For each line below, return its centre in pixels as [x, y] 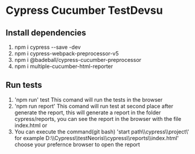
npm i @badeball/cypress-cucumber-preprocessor [78, 60]
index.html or [31, 125]
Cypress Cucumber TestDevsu [85, 11]
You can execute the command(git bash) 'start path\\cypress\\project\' [102, 131]
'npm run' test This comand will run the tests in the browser [88, 99]
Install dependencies [46, 33]
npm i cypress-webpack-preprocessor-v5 [66, 54]
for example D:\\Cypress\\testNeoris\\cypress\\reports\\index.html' [97, 138]
